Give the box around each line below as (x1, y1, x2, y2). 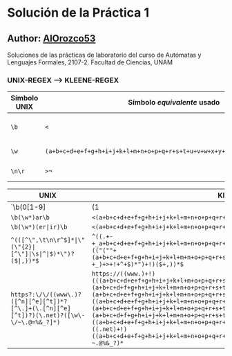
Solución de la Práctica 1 (7, 5, 150, 21)
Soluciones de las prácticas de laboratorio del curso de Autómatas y (7, 51, 202, 59)
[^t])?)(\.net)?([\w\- (10, 312, 85, 319)
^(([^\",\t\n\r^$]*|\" (10, 236, 85, 244)
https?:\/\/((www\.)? (10, 291, 81, 299)
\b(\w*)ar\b (10, 213, 50, 222)
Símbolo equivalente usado (128, 98, 220, 107)
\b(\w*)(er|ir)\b (10, 223, 68, 231)
